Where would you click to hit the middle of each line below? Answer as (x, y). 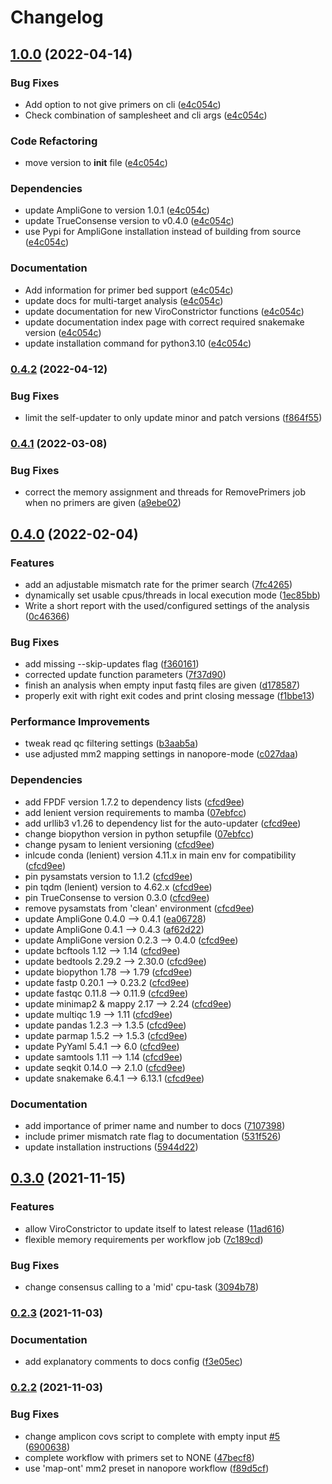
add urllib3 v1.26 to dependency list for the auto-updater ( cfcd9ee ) (163, 823)
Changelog (57, 17)
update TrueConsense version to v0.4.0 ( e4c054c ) (129, 221)
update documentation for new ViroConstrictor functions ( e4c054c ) (164, 311)
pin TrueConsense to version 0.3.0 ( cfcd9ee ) (117, 897)
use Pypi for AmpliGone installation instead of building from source (163, 232)
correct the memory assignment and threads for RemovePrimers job (165, 492)
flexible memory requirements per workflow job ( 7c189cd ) (144, 1239)
